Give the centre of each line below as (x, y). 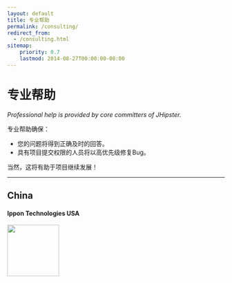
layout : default (30, 13)
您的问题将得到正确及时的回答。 (62, 143)
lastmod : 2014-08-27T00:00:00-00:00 (72, 59)
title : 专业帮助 (28, 20)
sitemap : (20, 46)
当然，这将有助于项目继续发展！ (52, 167)
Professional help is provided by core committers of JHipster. (94, 114)
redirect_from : (29, 33)
